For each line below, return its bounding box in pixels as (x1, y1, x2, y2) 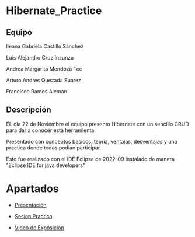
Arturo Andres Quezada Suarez (6, 77, 82, 83)
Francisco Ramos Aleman (6, 88, 67, 95)
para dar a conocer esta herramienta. (6, 127, 96, 134)
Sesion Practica (14, 212, 53, 219)
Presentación (14, 201, 47, 208)
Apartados (6, 182, 60, 195)
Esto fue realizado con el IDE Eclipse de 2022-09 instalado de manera (6, 155, 175, 162)
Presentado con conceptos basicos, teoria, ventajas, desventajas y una (6, 138, 177, 145)
